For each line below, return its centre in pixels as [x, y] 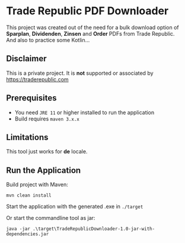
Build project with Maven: [37, 185]
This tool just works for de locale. [47, 152]
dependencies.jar [28, 234]
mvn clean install [29, 195]
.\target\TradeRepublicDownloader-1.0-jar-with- [94, 229]
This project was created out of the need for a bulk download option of [92, 27]
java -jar [18, 229]
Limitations [27, 137]
